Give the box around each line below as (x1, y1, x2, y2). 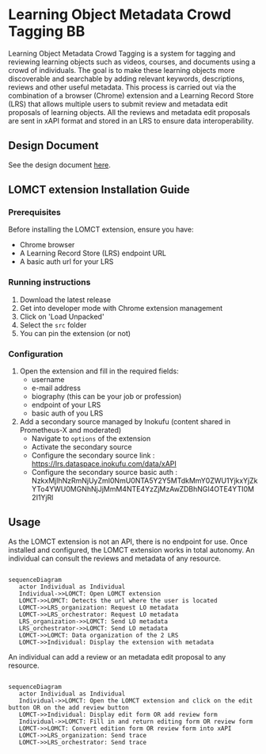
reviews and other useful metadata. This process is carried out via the (8, 82, 237, 92)
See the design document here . (8, 160, 111, 170)
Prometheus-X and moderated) (19, 426, 122, 435)
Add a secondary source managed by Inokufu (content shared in (19, 417, 231, 427)
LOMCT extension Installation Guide (8, 183, 190, 197)
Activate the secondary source (31, 442, 132, 452)
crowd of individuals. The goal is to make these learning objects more (8, 65, 235, 75)
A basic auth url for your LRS (19, 257, 114, 266)
